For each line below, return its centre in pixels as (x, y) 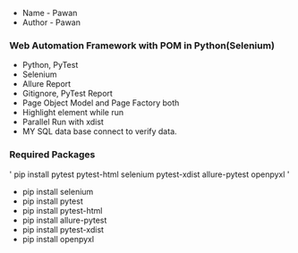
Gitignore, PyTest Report (68, 94)
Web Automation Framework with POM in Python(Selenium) (142, 46)
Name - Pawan (50, 13)
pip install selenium (58, 191)
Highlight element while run (72, 113)
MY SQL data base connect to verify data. (99, 131)
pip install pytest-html (62, 210)
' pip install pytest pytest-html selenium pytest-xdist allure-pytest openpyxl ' (149, 174)
